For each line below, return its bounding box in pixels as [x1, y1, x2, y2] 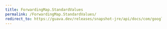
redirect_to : [5, 16, 32, 21]
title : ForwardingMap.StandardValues [5, 7, 83, 12]
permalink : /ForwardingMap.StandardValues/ [5, 12, 97, 17]
